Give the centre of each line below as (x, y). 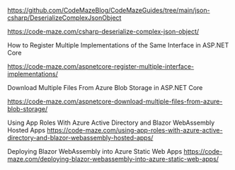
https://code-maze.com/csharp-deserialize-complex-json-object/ (103, 32)
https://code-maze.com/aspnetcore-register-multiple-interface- (101, 66)
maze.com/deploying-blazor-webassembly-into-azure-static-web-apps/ (113, 159)
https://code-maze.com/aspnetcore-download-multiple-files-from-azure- (115, 101)
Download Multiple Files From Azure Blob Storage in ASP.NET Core (105, 87)
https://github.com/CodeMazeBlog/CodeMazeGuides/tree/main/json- (109, 10)
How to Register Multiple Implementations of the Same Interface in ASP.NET (118, 45)
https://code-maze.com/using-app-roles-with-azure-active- (135, 130)
